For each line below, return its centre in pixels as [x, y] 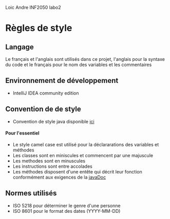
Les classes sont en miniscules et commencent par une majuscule [83, 155]
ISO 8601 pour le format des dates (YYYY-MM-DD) [67, 211]
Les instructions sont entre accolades [52, 166]
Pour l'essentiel [22, 133]
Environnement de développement [62, 81]
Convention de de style [43, 109]
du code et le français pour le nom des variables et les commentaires [79, 64]
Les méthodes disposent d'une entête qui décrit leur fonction [77, 171]
